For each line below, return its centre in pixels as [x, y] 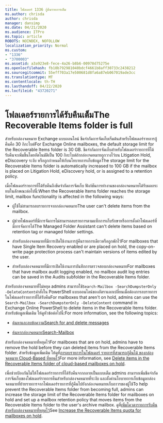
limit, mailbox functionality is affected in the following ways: [65, 196]
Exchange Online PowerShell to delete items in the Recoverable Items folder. [81, 308]
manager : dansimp [23, 23]
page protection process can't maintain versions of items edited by [90, 252]
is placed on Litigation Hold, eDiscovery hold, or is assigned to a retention [79, 171]
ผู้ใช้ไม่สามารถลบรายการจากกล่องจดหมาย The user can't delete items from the [81, 206]
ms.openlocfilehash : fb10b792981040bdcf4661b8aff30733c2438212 [70, 68]
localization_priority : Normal [37, 46]
